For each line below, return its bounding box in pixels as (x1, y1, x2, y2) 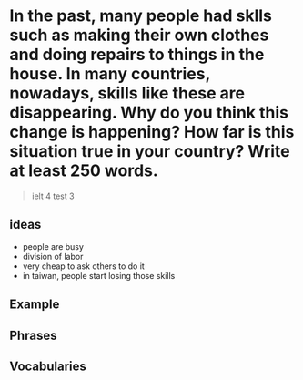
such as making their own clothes (9, 25, 269, 46)
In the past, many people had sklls (9, 5, 273, 26)
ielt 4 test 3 (31, 190, 75, 201)
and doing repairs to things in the (9, 45, 265, 65)
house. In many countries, (9, 64, 211, 85)
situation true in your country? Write (9, 141, 290, 162)
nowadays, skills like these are (9, 83, 246, 104)
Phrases (9, 327, 57, 343)
